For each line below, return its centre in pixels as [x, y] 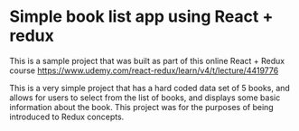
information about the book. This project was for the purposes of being [141, 107]
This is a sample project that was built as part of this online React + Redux [147, 61]
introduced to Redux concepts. [67, 117]
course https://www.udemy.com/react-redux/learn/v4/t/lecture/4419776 [144, 70]
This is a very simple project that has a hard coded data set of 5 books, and [150, 88]
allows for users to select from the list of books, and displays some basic [145, 98]
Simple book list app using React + [141, 17]
